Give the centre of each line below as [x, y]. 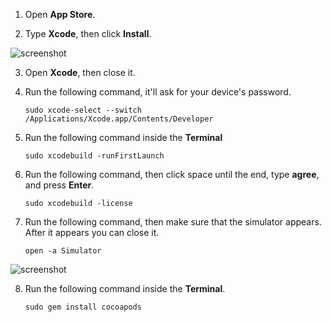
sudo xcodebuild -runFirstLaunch [94, 156]
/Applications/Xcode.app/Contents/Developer [119, 119]
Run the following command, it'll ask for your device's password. [158, 92]
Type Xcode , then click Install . [88, 33]
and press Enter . [59, 185]
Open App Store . [60, 14]
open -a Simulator [63, 251]
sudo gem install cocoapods [83, 307]
